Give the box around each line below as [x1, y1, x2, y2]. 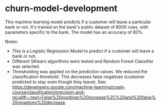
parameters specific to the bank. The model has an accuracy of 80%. [5, 29, 144, 35]
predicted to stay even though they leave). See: [12, 79, 107, 85]
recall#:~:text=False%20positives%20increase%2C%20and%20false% [12, 94, 156, 100]
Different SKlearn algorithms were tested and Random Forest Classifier [12, 58, 154, 64]
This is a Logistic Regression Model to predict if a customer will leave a [12, 48, 154, 54]
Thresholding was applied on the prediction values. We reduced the [12, 68, 148, 74]
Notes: [5, 38, 18, 44]
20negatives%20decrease [12, 99, 65, 105]
